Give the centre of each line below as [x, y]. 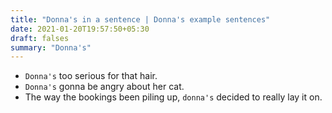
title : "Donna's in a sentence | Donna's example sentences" [140, 19]
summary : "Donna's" [51, 47]
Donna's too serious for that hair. [91, 76]
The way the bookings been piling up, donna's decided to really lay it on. [173, 97]
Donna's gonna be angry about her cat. [104, 87]
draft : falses [40, 38]
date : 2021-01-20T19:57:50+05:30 [80, 29]
